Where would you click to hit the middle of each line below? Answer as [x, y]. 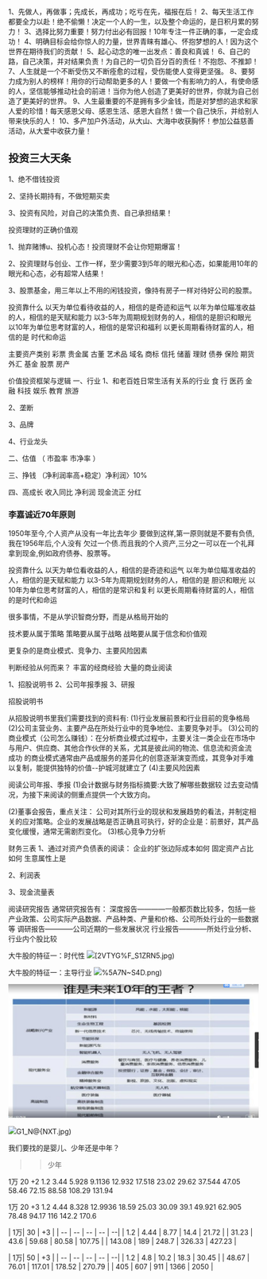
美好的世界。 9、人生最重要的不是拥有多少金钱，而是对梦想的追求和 [140, 101]
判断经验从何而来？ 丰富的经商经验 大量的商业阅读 [90, 668]
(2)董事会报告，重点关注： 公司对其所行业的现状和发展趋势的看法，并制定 [129, 812]
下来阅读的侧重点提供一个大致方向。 [95, 795]
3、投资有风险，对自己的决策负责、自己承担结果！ [91, 212]
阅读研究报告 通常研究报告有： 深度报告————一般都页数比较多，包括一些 [132, 909]
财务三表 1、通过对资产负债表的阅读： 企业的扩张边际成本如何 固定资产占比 [131, 848]
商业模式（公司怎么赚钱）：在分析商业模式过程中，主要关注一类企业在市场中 [132, 738]
